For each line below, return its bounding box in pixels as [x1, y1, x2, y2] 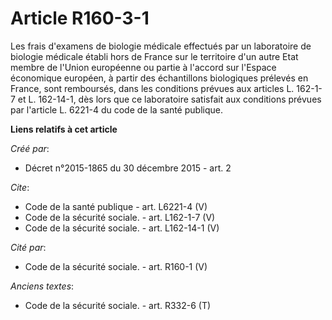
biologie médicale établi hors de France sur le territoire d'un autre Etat [10, 50, 299, 62]
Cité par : [10, 241, 47, 253]
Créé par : [10, 142, 50, 154]
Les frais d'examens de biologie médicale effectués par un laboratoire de [10, 40, 312, 52]
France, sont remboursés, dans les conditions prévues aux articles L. [10, 82, 295, 94]
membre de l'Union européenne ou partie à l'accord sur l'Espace [10, 61, 277, 73]
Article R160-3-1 [10, 7, 150, 30]
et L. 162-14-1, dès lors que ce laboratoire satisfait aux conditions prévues [17, 93, 322, 105]
